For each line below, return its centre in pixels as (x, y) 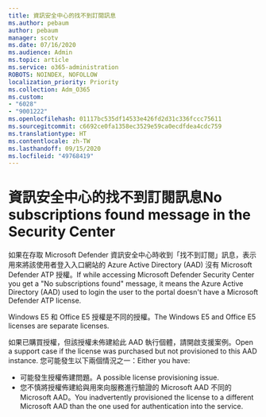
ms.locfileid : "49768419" (51, 156)
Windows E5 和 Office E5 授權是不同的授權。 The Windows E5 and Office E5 (132, 317)
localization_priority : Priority (64, 82)
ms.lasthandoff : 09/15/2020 (55, 149)
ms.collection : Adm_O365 (49, 89)
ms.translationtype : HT (48, 133)
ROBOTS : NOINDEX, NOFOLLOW (53, 75)
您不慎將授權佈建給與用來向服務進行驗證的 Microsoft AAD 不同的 (125, 388)
